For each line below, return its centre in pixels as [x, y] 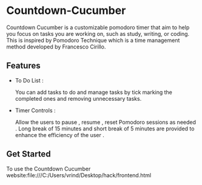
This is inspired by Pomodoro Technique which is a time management [93, 40]
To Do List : [29, 80]
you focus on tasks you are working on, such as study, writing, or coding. [98, 33]
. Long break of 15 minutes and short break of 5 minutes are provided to [105, 129]
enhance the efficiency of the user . [59, 135]
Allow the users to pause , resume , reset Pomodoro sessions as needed [105, 122]
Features [23, 66]
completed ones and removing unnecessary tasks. [78, 98]
